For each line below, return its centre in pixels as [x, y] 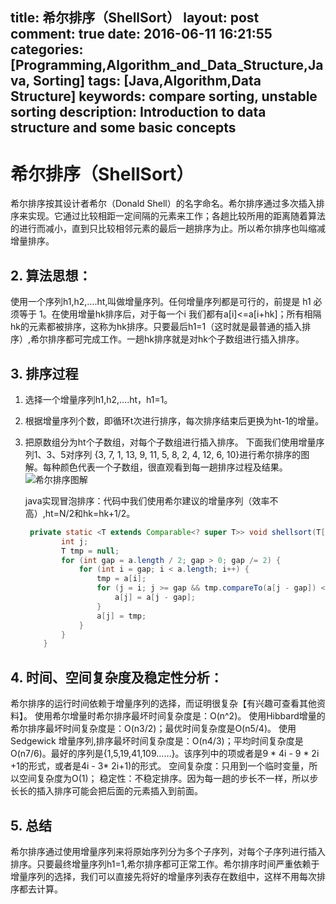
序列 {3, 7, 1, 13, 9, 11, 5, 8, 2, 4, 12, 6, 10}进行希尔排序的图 [192, 454]
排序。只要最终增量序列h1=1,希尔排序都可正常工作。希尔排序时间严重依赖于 [165, 864]
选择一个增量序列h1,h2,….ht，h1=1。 [98, 399]
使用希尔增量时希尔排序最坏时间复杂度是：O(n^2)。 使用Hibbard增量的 [180, 716]
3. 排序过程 [44, 373]
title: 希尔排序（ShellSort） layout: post [135, 18]
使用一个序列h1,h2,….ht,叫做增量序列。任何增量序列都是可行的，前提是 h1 [161, 302]
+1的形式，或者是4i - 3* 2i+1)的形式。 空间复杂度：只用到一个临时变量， [160, 766]
